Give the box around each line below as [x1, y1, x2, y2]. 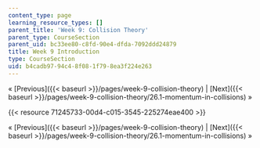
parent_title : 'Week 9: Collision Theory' [8, 26, 149, 34]
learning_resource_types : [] [8, 19, 103, 27]
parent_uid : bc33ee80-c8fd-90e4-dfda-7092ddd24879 [8, 41, 177, 49]
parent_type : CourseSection [8, 33, 100, 42]
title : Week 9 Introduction [8, 48, 100, 56]
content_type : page [8, 11, 72, 20]
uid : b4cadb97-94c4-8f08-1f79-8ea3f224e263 [8, 63, 153, 70]
